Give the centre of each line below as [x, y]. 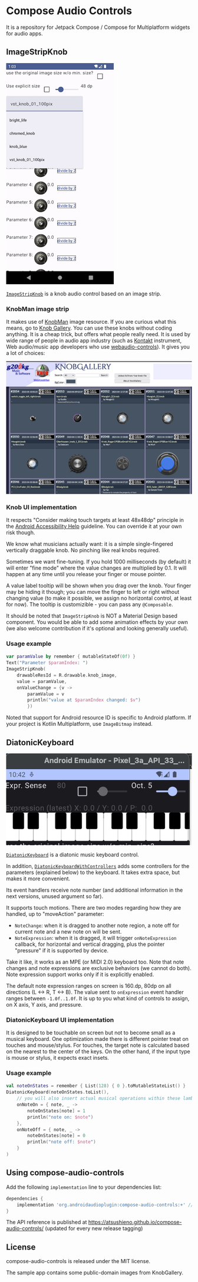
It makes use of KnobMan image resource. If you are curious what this [91, 322]
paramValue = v [46, 694]
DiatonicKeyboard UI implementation [60, 1020]
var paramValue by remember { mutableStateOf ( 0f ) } [71, 657]
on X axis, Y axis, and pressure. [44, 1004]
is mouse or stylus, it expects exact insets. [57, 1058]
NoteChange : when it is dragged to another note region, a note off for [97, 925]
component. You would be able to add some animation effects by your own [97, 622]
